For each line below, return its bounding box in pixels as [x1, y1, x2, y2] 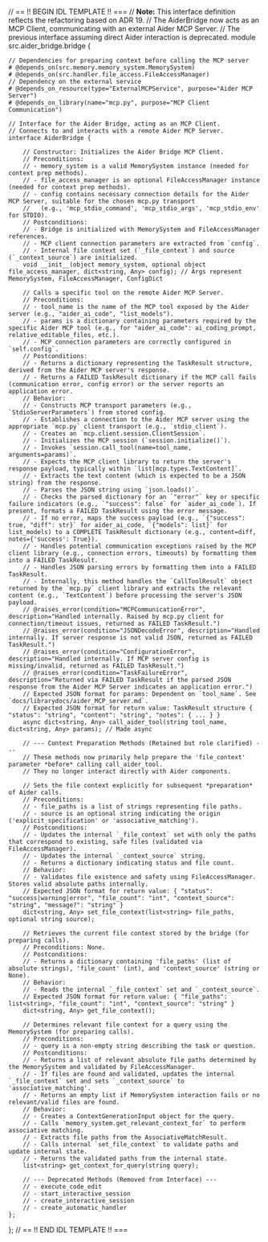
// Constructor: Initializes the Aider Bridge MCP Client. [22, 148, 225, 156]
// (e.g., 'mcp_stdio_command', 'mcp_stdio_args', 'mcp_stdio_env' [22, 204, 261, 212]
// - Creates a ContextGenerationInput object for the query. [22, 1112, 235, 1121]
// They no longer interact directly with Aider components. [22, 767, 231, 775]
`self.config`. [8, 345, 59, 353]
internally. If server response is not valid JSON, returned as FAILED [8, 634, 253, 642]
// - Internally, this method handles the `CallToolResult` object [22, 578, 253, 586]
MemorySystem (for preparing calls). [8, 1028, 135, 1036]
